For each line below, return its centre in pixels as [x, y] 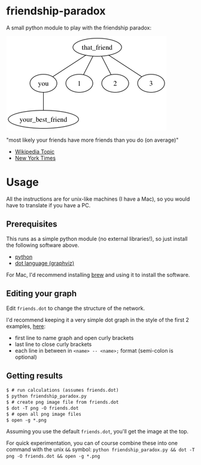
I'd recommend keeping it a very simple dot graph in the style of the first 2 [98, 320]
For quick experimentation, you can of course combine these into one [92, 443]
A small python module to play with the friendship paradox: [79, 28]
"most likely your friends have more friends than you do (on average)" [92, 140]
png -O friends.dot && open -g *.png [53, 457]
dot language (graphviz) [45, 263]
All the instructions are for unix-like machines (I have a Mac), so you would [98, 199]
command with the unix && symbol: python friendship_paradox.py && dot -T [100, 449]
